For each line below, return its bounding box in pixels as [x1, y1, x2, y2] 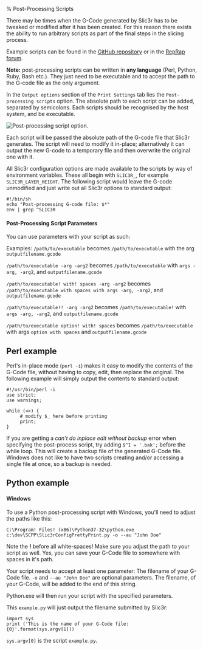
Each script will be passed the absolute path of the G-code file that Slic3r [6, 134, 190, 141]
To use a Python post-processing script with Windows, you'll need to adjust [6, 508, 196, 516]
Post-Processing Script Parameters [6, 219, 98, 227]
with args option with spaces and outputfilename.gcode [6, 328, 147, 336]
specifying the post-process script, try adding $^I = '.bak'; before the [6, 441, 186, 448]
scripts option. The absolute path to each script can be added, [36, 97, 194, 104]
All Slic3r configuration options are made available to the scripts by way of [6, 165, 193, 172]
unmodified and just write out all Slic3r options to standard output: [6, 185, 172, 191]
